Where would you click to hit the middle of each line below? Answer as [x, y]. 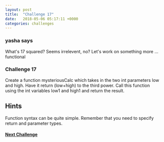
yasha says [19, 41]
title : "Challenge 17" [30, 14]
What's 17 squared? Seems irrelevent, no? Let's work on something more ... [82, 51]
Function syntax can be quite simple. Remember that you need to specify [80, 118]
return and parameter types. [34, 123]
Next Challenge [21, 135]
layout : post [19, 10]
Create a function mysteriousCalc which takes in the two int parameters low [82, 80]
